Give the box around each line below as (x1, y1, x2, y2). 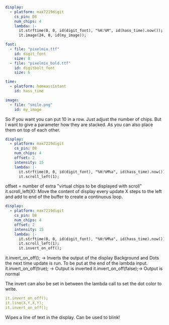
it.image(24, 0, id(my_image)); (18, 33, 87, 38)
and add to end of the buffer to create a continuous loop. (5, 194, 123, 200)
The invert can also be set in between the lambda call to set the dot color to (5, 281, 162, 287)
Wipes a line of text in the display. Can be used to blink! (5, 314, 120, 320)
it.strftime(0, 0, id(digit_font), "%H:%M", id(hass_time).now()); (18, 28, 163, 33)
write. (5, 286, 17, 292)
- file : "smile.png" (10, 102, 53, 107)
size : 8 (14, 56, 30, 61)
